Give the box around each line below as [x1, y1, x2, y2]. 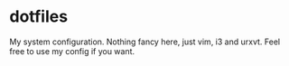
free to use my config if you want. [9, 45, 135, 56]
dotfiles [9, 6, 69, 27]
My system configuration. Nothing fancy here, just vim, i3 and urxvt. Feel [9, 36, 281, 47]
